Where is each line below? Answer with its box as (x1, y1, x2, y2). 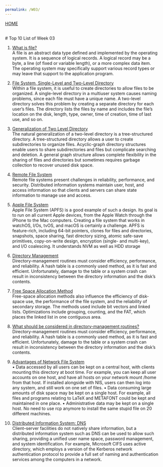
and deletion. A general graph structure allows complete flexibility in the (12, 152, 157, 158)
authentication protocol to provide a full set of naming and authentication (12, 451, 159, 457)
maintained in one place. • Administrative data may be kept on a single (12, 400, 154, 406)
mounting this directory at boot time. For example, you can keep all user (12, 369, 157, 375)
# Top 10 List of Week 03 (5, 35, 55, 41)
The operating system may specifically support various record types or (12, 65, 155, 71)
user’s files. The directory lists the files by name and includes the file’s (12, 106, 153, 112)
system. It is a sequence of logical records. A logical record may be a (12, 55, 151, 61)
